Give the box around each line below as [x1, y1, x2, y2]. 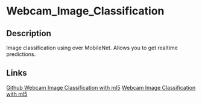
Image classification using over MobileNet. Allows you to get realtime [6, 44, 178, 51]
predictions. [6, 51, 36, 58]
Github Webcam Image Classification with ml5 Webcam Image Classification [6, 84, 196, 91]
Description [6, 28, 51, 39]
